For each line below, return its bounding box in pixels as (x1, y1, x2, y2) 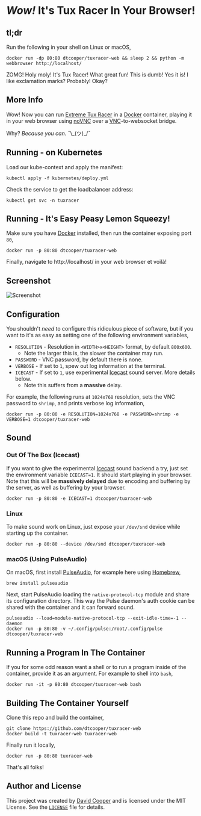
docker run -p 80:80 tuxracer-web (6, 753, 93, 759)
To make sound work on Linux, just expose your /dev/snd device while (6, 523, 181, 531)
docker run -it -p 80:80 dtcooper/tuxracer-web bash (6, 682, 141, 688)
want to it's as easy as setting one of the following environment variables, (6, 332, 189, 339)
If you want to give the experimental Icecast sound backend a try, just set (6, 464, 188, 472)
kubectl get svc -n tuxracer (6, 197, 79, 204)
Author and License (6, 781, 82, 791)
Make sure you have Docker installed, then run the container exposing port (6, 229, 192, 237)
